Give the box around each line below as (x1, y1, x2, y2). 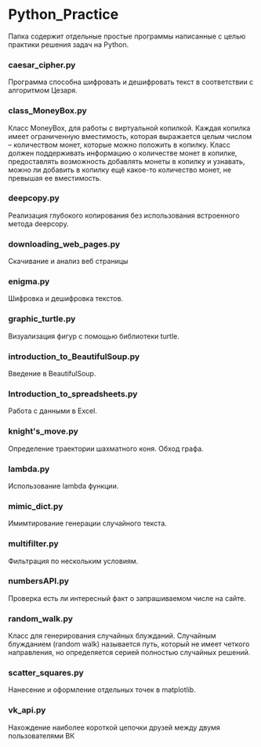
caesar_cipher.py (8, 59, 76, 70)
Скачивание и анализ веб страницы (8, 257, 129, 266)
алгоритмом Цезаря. (8, 86, 78, 95)
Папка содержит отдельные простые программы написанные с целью (8, 31, 246, 41)
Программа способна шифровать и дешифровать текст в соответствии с (8, 77, 254, 87)
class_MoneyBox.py (8, 105, 88, 116)
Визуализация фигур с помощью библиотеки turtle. (8, 331, 180, 341)
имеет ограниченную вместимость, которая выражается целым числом (8, 131, 252, 141)
